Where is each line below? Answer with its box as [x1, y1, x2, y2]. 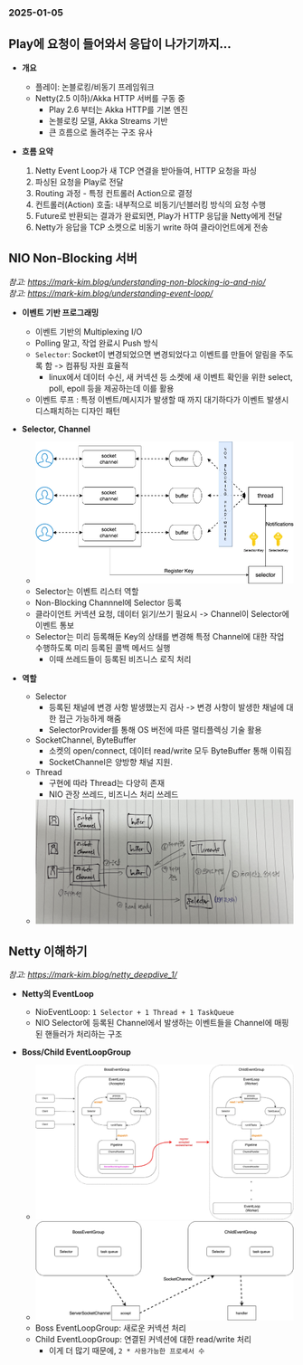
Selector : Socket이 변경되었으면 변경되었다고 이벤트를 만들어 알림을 [34, 348, 278, 359]
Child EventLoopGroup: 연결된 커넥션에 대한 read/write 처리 [34, 1333, 252, 1344]
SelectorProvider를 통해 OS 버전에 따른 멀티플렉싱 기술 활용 [48, 724, 262, 735]
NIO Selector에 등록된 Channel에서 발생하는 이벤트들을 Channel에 [34, 1018, 273, 1028]
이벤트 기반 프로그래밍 [21, 307, 99, 318]
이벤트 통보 [34, 620, 74, 630]
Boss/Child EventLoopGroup [21, 1047, 132, 1057]
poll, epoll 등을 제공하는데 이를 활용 [48, 383, 175, 393]
